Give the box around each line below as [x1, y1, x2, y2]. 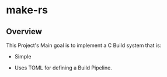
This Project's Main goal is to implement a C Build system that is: [6, 42, 162, 49]
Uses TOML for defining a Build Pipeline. [14, 64, 112, 71]
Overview [6, 27, 43, 36]
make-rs [6, 3, 48, 17]
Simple [14, 53, 32, 60]
